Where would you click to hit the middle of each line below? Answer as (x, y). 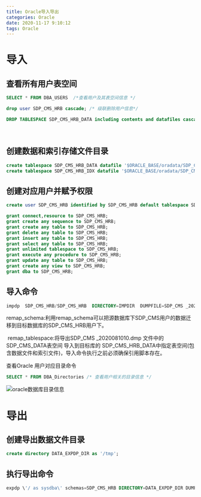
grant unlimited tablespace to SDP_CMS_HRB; (63, 249)
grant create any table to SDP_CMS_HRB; (57, 227)
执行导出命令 (30, 474)
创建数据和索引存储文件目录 (57, 151)
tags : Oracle (22, 28)
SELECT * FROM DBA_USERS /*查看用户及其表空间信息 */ (71, 98)
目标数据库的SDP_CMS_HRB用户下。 (62, 325)
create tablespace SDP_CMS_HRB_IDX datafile (63, 171)
